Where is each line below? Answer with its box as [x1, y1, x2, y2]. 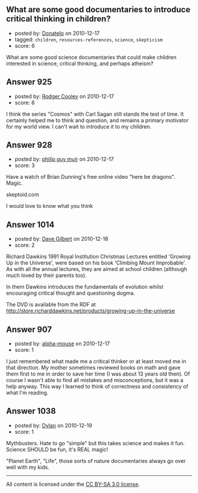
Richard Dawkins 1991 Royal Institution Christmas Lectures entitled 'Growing [6, 253, 191, 260]
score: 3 [14, 162, 35, 169]
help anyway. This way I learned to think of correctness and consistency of [6, 383, 189, 390]
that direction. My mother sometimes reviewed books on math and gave [6, 364, 181, 371]
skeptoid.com [6, 191, 39, 198]
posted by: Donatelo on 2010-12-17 [14, 30, 100, 37]
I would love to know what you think [6, 203, 93, 210]
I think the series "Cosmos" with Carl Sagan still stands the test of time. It [6, 110, 184, 117]
